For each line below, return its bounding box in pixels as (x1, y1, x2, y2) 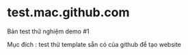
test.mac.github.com (7, 5, 130, 20)
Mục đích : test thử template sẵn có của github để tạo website (7, 40, 182, 48)
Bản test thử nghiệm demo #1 (7, 27, 90, 35)
